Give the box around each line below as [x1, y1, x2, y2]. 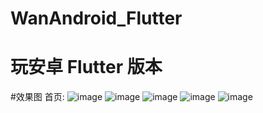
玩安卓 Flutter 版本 [10, 56, 163, 79]
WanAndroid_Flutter [10, 7, 183, 30]
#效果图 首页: [10, 91, 65, 103]
